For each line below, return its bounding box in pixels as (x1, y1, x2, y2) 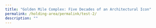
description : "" (5, 16, 38, 20)
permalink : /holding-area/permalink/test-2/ (5, 11, 97, 16)
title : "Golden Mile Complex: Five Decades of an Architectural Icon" (5, 7, 152, 12)
